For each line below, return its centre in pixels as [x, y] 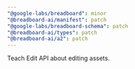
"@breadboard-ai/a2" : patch [48, 39]
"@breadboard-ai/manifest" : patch [57, 20]
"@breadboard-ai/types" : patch [52, 32]
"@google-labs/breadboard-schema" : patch [68, 26]
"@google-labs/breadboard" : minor [57, 13]
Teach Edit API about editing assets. [58, 58]
